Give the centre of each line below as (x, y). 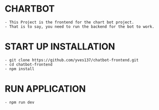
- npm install (20, 69)
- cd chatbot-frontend (29, 64)
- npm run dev (20, 102)
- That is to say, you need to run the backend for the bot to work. (80, 26)
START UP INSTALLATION (60, 47)
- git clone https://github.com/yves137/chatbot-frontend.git (72, 60)
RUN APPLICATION (45, 89)
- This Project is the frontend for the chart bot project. (70, 22)
